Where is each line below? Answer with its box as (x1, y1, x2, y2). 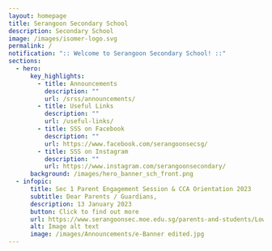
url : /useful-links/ (44, 117, 114, 125)
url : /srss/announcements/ (44, 95, 136, 103)
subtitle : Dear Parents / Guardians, (29, 192, 158, 201)
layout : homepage (8, 11, 67, 20)
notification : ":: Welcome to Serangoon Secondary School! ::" (8, 49, 227, 57)
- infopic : (15, 177, 53, 186)
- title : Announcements (37, 79, 117, 87)
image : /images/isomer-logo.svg (8, 34, 117, 43)
